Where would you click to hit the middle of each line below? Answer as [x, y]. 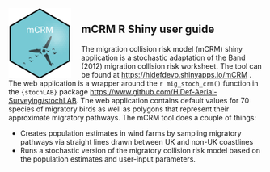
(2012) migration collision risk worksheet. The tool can [172, 66]
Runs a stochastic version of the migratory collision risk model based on [140, 150]
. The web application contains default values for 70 [163, 100]
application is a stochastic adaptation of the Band [163, 57]
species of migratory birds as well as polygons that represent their [119, 109]
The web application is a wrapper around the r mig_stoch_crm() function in [133, 83]
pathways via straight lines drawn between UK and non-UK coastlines [137, 141]
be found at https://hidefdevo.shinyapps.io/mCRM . [167, 74]
